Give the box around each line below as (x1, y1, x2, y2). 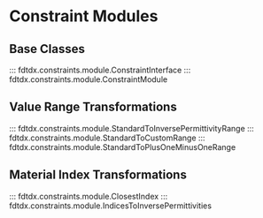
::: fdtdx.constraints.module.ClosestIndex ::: (9, 191, 168, 201)
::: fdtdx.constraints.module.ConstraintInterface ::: (9, 64, 191, 75)
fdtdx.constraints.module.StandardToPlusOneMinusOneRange (9, 141, 236, 152)
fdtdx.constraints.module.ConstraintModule (9, 74, 168, 85)
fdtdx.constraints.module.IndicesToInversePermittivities (9, 200, 213, 211)
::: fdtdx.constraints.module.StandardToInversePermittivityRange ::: (9, 123, 254, 133)
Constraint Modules (9, 6, 159, 26)
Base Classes (9, 41, 86, 56)
